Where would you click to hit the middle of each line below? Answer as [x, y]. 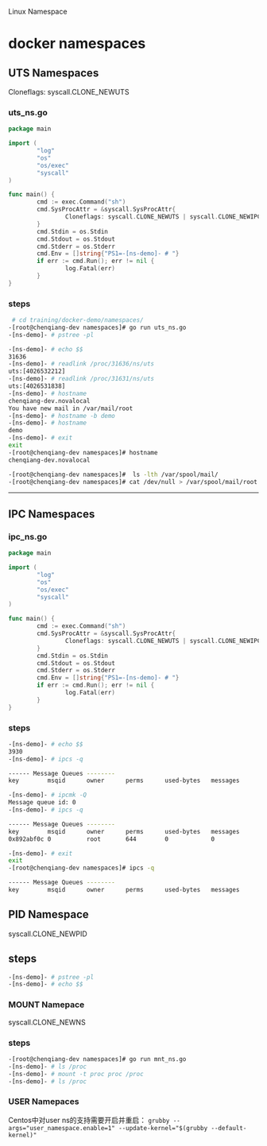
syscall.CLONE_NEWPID [48, 934]
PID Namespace [48, 914]
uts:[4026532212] [37, 372]
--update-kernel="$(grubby [163, 1128]
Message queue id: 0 [43, 803]
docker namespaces [77, 44]
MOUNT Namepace [46, 1005]
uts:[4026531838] [37, 386]
